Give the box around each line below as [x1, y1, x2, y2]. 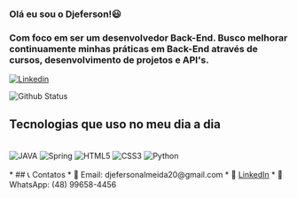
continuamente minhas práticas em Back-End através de [9, 42, 259, 55]
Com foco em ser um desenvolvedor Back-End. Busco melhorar [9, 31, 288, 43]
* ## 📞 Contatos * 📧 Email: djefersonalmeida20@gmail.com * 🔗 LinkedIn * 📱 [9, 169, 284, 179]
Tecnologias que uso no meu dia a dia [9, 117, 222, 132]
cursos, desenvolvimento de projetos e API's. [9, 53, 210, 65]
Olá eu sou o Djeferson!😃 [9, 8, 121, 20]
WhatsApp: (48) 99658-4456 [9, 179, 117, 189]
